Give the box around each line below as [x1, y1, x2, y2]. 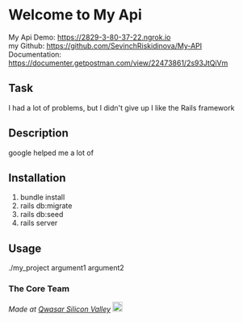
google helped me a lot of [8, 148, 94, 157]
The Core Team [8, 283, 70, 295]
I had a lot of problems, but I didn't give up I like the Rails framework [8, 102, 235, 112]
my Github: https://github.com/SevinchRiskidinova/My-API [8, 40, 203, 50]
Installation [8, 171, 66, 185]
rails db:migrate [19, 201, 73, 211]
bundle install [19, 192, 65, 203]
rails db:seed [19, 210, 64, 220]
